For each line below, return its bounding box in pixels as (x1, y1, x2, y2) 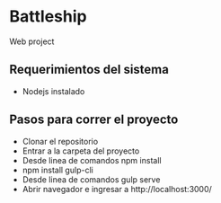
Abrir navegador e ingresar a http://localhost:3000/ (22, 183, 213, 194)
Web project (9, 36, 55, 47)
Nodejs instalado (22, 85, 85, 96)
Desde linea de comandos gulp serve (22, 173, 161, 185)
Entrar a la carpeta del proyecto (22, 146, 140, 156)
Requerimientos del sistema (9, 62, 169, 77)
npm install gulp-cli (22, 164, 94, 175)
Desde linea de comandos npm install (22, 154, 162, 165)
